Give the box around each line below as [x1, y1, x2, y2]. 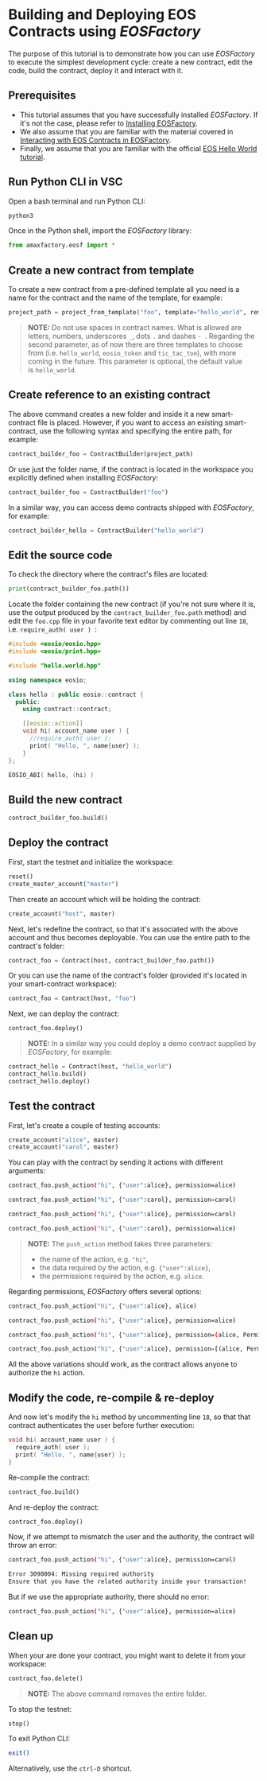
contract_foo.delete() [8, 1674, 83, 1682]
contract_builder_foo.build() [8, 814, 109, 822]
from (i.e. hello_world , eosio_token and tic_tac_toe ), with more [27, 348, 237, 357]
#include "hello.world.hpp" [8, 662, 102, 670]
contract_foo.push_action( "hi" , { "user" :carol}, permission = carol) [8, 1196, 237, 1204]
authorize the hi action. [8, 1368, 85, 1378]
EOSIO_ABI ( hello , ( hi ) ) [8, 771, 94, 779]
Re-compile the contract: [8, 1472, 90, 1482]
